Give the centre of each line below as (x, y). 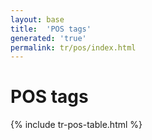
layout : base (37, 19)
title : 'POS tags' (51, 29)
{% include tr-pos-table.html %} (76, 125)
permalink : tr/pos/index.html (73, 47)
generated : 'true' (48, 38)
